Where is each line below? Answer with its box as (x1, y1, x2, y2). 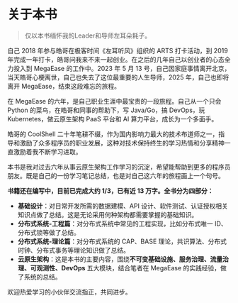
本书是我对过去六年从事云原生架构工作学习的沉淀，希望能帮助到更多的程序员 (7, 162, 231, 171)
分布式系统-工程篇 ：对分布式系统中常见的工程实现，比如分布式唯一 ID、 (17, 219, 228, 228)
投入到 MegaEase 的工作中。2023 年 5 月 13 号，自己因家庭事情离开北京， (13, 64, 231, 72)
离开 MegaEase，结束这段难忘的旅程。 (7, 82, 121, 90)
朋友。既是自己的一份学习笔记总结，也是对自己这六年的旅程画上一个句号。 (7, 171, 225, 180)
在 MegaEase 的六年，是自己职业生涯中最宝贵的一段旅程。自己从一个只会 (7, 97, 222, 105)
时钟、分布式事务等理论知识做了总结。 (17, 246, 130, 254)
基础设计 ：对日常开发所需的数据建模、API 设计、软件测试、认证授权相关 (17, 202, 229, 210)
